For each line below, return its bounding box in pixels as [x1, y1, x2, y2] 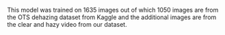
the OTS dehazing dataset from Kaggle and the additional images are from [7, 13, 217, 21]
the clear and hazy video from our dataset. [7, 21, 128, 28]
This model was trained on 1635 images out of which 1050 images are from [7, 6, 219, 14]
